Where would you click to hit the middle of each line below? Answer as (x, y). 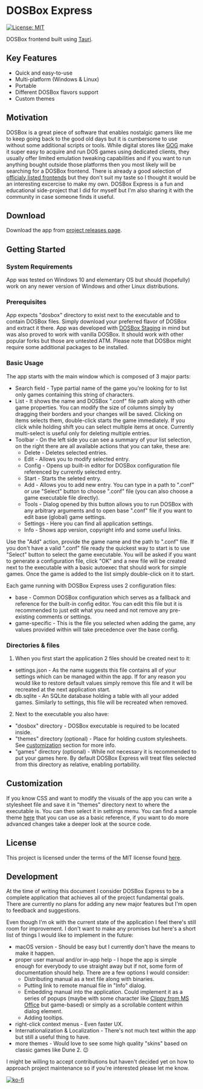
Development (32, 876)
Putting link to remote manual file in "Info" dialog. (85, 985)
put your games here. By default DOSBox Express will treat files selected (105, 758)
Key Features (32, 58)
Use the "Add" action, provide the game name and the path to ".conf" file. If (100, 541)
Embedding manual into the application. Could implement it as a (103, 992)
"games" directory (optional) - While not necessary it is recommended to (106, 751)
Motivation (27, 118)
